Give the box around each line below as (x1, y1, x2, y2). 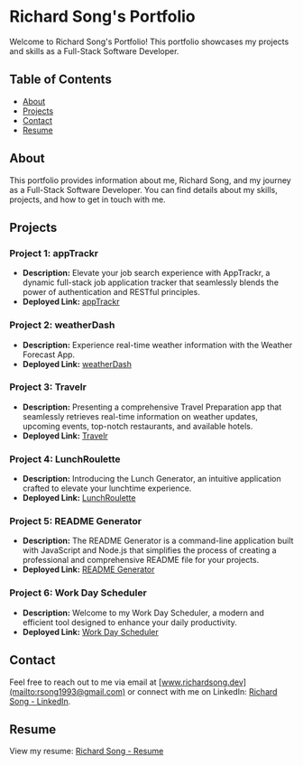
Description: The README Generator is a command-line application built (22, 535, 294, 547)
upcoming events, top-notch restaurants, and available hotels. (22, 420, 253, 431)
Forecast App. (22, 349, 75, 360)
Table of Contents (9, 72, 113, 88)
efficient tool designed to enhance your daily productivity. (22, 616, 237, 628)
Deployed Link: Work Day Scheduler (22, 626, 160, 637)
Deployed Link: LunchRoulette (22, 493, 136, 503)
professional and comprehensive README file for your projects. (22, 555, 260, 566)
